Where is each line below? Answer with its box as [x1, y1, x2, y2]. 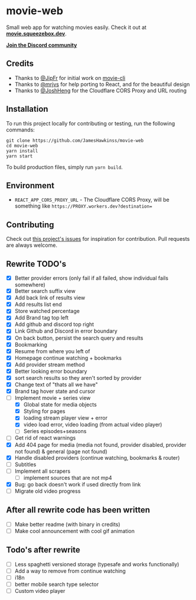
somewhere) [14, 281, 45, 288]
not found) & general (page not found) [14, 448, 107, 455]
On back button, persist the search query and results [14, 334, 143, 341]
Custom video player [14, 587, 66, 594]
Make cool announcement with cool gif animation [14, 527, 135, 534]
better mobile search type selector [14, 580, 99, 588]
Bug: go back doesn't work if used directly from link [14, 480, 141, 488]
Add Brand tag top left [14, 314, 69, 321]
